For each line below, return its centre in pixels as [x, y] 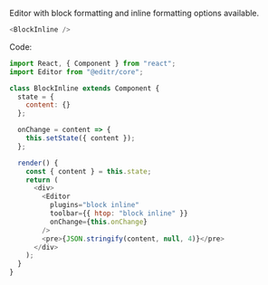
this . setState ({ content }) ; [81, 138]
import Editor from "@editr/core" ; [77, 71]
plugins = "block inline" [95, 205]
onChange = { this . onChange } [98, 222]
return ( [42, 180]
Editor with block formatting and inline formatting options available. [134, 13]
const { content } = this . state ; [89, 171]
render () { [38, 163]
